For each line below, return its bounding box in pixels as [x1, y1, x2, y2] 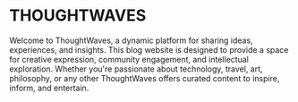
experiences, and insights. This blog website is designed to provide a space [9, 44, 289, 55]
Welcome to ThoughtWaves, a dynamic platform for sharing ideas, [9, 35, 253, 46]
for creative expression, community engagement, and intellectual [9, 54, 249, 64]
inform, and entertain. [9, 82, 89, 93]
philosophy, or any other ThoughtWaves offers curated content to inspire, [9, 72, 280, 83]
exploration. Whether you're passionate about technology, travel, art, [9, 64, 263, 74]
